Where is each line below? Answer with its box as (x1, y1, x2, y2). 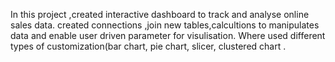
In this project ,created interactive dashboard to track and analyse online (10, 9, 310, 20)
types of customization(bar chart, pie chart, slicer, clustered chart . (10, 40, 287, 52)
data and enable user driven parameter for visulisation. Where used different (10, 30, 326, 41)
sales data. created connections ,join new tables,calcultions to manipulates (10, 19, 320, 31)
